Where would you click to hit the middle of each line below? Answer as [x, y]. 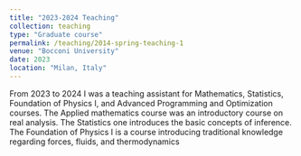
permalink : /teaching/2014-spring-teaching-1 [96, 43]
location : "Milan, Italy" [58, 69]
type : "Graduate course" [56, 34]
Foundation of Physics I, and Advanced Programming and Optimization [141, 103]
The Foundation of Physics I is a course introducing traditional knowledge [146, 132]
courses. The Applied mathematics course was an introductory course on [146, 113]
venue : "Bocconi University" [64, 51]
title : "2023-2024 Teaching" [64, 18]
